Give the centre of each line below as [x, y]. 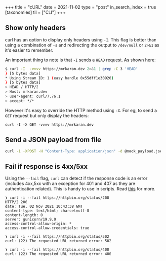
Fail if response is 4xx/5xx [46, 167]
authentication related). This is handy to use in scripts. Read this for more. [80, 189]
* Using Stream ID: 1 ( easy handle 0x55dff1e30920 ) [59, 78]
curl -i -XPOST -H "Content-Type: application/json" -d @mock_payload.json [85, 151]
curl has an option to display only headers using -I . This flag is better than [81, 39]
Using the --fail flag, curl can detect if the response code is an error [76, 178]
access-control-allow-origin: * [38, 224]
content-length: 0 [24, 215]
